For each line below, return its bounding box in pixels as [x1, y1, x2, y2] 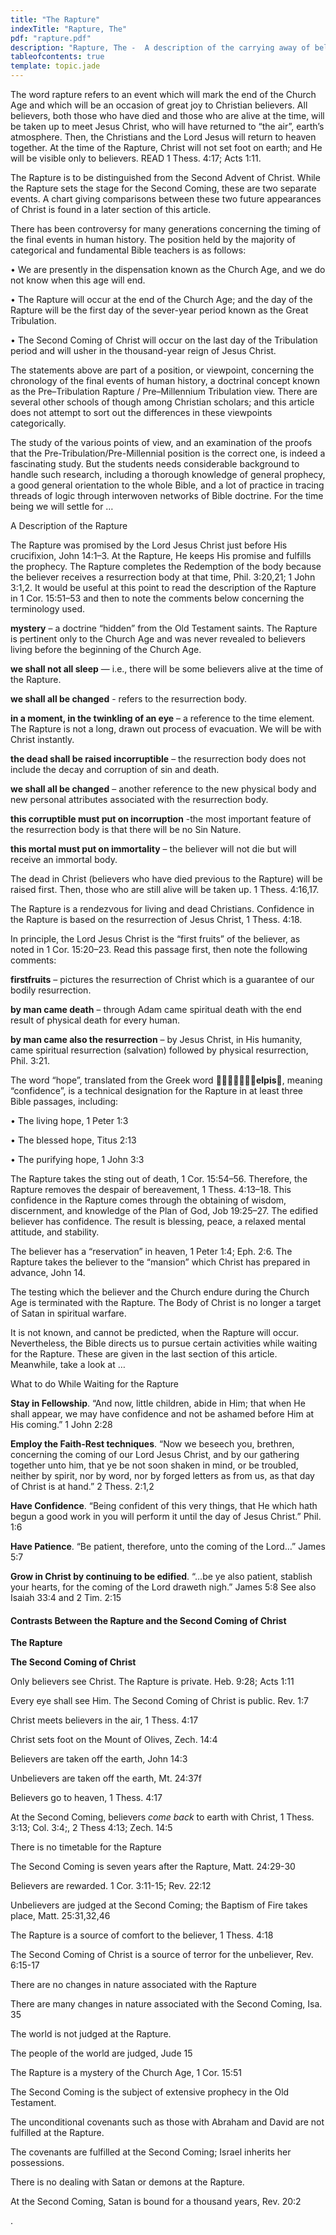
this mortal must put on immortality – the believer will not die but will [10, 843, 297, 855]
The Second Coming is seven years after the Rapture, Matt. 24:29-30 [10, 1861, 296, 1873]
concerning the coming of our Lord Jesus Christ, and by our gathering [10, 1449, 300, 1460]
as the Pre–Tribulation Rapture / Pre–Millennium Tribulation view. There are [10, 386, 318, 397]
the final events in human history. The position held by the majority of [10, 234, 296, 245]
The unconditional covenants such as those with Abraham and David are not [10, 2116, 325, 2128]
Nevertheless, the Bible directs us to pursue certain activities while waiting [10, 1337, 318, 1349]
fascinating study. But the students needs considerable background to [10, 458, 300, 470]
